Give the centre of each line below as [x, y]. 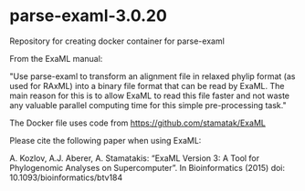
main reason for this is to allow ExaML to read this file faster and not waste [150, 95]
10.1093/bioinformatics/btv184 [66, 177]
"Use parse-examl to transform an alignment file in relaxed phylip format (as [152, 76]
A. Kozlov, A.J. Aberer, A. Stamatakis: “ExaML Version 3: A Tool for [135, 158]
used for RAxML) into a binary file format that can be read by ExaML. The [147, 85]
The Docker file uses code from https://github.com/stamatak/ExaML [138, 123]
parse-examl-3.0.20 [88, 16]
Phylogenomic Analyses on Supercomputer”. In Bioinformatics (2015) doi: [147, 167]
